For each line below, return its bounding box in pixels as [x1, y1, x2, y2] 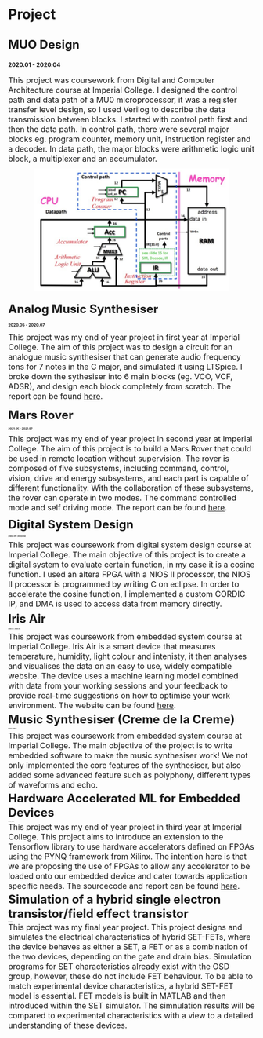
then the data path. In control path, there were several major [8, 124, 229, 134]
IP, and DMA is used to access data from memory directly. [8, 598, 222, 609]
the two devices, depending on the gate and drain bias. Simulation [8, 952, 252, 963]
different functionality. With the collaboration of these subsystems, [8, 483, 254, 494]
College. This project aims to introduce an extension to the [8, 831, 224, 842]
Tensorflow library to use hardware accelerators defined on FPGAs [8, 842, 254, 853]
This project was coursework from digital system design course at [8, 539, 252, 550]
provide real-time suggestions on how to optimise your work [8, 689, 231, 700]
